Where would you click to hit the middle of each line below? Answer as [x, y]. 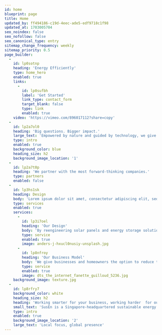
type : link [33, 109]
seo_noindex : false [24, 32]
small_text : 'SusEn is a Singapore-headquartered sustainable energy [85, 307]
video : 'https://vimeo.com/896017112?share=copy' [64, 118]
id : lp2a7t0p [26, 167]
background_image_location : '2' [46, 320]
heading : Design [30, 194]
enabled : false [29, 181]
